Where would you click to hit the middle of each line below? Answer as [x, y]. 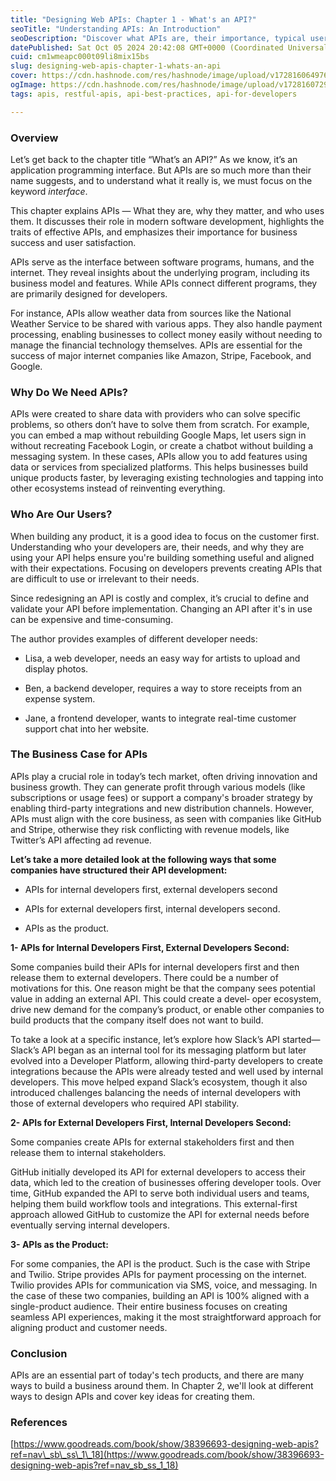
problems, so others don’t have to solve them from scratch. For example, [160, 425]
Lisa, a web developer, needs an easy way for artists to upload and [162, 658]
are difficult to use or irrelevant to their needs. [105, 578]
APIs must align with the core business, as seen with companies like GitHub [166, 818]
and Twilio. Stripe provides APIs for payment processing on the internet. [158, 1274]
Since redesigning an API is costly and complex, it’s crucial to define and [160, 598]
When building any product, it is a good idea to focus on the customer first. [165, 536]
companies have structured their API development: [119, 870]
